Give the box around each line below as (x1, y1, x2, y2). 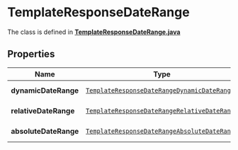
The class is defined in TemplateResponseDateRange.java (7, 28, 181, 36)
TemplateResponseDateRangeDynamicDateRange (86, 86, 235, 94)
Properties (7, 48, 55, 60)
